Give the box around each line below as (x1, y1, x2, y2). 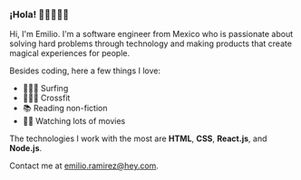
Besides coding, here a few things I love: (9, 65, 161, 76)
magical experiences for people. (9, 48, 131, 59)
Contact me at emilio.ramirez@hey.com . (9, 160, 159, 171)
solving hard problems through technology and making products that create (9, 38, 293, 49)
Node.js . (9, 143, 43, 154)
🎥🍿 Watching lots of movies (22, 116, 126, 127)
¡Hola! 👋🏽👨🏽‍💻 (9, 8, 70, 21)
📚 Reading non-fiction (22, 103, 108, 114)
